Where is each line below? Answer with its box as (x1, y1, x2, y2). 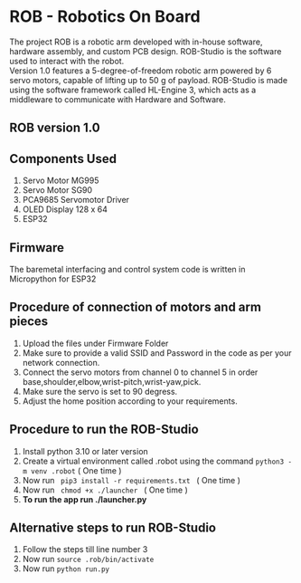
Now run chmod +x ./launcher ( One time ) (22, 484, 188, 495)
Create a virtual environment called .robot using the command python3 (22, 455, 285, 466)
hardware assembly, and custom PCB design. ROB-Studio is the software (9, 45, 282, 56)
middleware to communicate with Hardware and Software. (9, 93, 226, 105)
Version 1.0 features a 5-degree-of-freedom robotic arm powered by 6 (9, 65, 272, 76)
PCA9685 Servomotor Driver (22, 195, 129, 205)
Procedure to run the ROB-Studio (9, 422, 199, 437)
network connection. (22, 357, 100, 368)
